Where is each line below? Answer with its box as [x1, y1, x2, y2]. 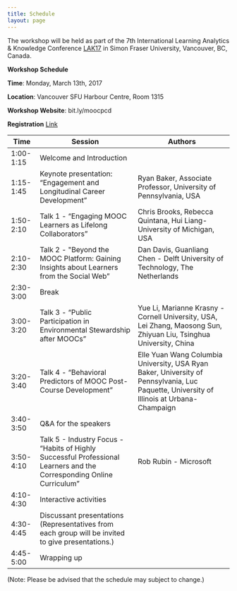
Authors [168, 136, 196, 146]
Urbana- [168, 393, 198, 403]
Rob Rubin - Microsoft [137, 456, 212, 466]
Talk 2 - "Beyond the [39, 244, 109, 254]
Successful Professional [39, 452, 120, 462]
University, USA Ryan [137, 358, 209, 368]
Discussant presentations [39, 510, 124, 520]
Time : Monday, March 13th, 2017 [7, 78, 102, 87]
